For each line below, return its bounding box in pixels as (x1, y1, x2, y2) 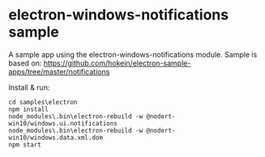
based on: (8, 58, 42, 68)
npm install (8, 105, 49, 113)
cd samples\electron (8, 98, 79, 106)
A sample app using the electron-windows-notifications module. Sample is (8, 49, 258, 59)
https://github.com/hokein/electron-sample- (43, 58, 191, 68)
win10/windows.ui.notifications (8, 119, 118, 127)
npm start (8, 140, 42, 149)
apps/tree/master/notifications (8, 66, 110, 76)
